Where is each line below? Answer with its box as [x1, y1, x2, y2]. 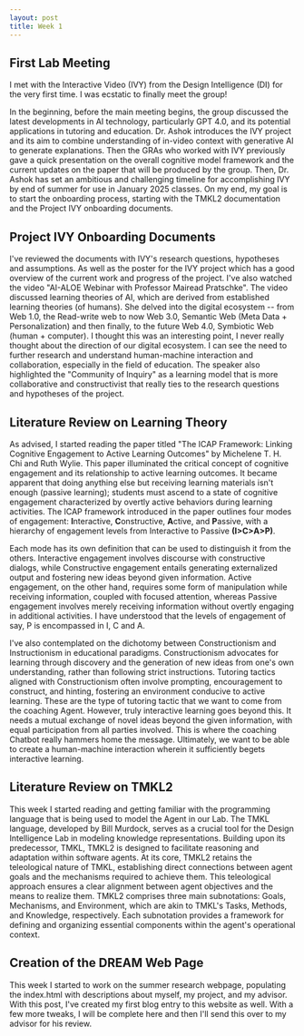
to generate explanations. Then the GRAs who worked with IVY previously [9, 145, 286, 156]
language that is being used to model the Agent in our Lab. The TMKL [9, 813, 270, 824]
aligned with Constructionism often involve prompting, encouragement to [9, 676, 283, 687]
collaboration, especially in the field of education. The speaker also [9, 359, 260, 370]
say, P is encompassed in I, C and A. [9, 620, 145, 630]
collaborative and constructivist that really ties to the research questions [9, 378, 279, 390]
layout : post [9, 13, 59, 23]
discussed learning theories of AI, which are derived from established [9, 292, 270, 303]
